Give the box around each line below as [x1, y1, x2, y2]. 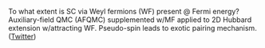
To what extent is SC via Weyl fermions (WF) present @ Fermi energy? [8, 7, 239, 16]
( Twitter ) [8, 31, 37, 41]
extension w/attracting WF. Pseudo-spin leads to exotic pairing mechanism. [8, 24, 257, 32]
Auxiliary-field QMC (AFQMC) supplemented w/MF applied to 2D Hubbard [8, 15, 252, 24]
